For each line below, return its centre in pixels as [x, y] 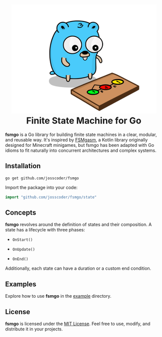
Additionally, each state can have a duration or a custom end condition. [78, 268]
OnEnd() [20, 259]
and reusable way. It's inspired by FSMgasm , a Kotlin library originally [77, 140]
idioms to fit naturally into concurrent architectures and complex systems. [81, 150]
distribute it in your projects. [34, 329]
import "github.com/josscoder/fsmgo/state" [51, 197]
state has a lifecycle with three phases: [45, 230]
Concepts [21, 213]
